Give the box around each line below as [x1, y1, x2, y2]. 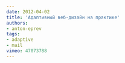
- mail [6, 43, 23, 49]
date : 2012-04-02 [6, 8, 50, 15]
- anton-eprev [6, 25, 42, 32]
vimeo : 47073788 [6, 48, 47, 54]
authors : [6, 20, 28, 26]
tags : [6, 31, 20, 37]
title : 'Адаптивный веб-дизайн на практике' [6, 14, 120, 20]
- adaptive [6, 37, 34, 43]
